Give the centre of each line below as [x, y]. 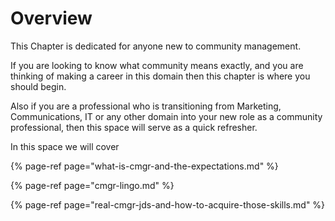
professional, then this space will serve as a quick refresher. [134, 127]
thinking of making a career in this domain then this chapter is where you [160, 76]
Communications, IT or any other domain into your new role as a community [166, 116]
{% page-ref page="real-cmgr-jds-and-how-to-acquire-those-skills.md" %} [168, 204]
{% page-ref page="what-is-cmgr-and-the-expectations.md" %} [144, 166]
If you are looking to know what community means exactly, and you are [157, 65]
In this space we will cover [65, 146]
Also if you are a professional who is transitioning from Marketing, [146, 106]
